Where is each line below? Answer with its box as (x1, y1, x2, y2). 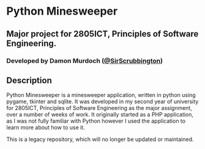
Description (6, 75, 52, 85)
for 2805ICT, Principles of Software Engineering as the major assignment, (6, 104, 193, 112)
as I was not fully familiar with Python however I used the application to (6, 117, 185, 125)
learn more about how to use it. (6, 124, 86, 131)
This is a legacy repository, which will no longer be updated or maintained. (6, 136, 194, 143)
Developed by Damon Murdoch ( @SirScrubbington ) (6, 56, 163, 65)
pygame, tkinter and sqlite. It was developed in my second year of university (6, 98, 199, 105)
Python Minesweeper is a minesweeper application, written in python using (6, 92, 196, 99)
